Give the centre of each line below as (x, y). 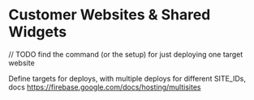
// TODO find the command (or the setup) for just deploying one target (126, 54)
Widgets (38, 32)
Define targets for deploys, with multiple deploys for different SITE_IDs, (127, 78)
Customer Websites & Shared (110, 15)
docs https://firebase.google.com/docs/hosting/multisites (105, 87)
